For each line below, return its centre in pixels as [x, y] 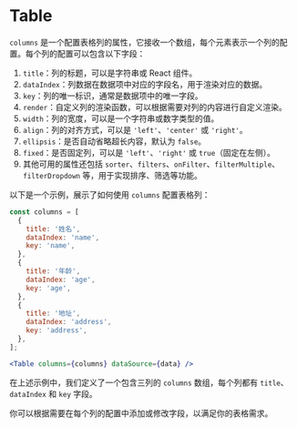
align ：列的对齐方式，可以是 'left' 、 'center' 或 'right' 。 [135, 129]
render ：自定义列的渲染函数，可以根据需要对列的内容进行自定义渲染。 [154, 107]
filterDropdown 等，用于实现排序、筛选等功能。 [112, 175]
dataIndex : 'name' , [63, 238]
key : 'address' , [57, 330]
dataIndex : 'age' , [61, 280]
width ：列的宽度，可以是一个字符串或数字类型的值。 [121, 118]
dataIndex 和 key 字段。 [53, 393]
